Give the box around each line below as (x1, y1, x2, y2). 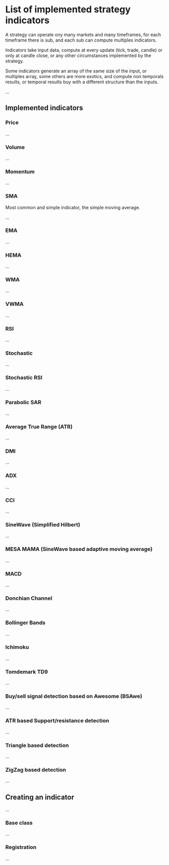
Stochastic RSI (5, 374, 43, 381)
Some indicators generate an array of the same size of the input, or (5, 68, 147, 74)
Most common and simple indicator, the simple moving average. (5, 204, 140, 210)
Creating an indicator (5, 793, 74, 801)
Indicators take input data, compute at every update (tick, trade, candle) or (5, 47, 163, 53)
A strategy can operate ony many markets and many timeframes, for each (5, 31, 161, 38)
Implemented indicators (5, 104, 83, 113)
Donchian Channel (5, 595, 53, 602)
